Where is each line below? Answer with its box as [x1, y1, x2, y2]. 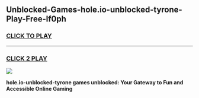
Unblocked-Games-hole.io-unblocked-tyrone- [6, 5, 182, 15]
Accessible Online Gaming [6, 85, 73, 92]
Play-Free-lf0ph [6, 14, 67, 24]
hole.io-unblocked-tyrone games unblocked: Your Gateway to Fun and [6, 78, 184, 86]
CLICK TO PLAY [6, 32, 52, 40]
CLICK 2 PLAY [6, 54, 47, 62]
